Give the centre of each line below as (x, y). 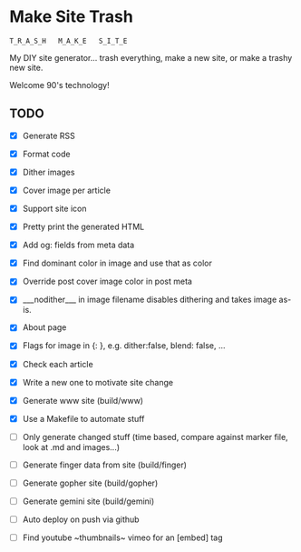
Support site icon (54, 208)
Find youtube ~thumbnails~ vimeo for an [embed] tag (123, 537)
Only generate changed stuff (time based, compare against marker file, (155, 437)
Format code (46, 154)
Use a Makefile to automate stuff (83, 418)
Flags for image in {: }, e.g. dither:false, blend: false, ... (124, 346)
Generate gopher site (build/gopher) (90, 483)
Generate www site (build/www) (83, 400)
